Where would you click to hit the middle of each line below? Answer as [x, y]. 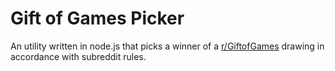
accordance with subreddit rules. [78, 56]
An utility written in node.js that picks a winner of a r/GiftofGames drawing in [167, 46]
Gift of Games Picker [97, 18]
